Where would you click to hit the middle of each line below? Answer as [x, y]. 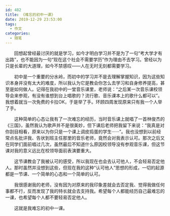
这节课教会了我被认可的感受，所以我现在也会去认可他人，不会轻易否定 [87, 161]
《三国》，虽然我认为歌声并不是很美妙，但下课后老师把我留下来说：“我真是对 [85, 125]
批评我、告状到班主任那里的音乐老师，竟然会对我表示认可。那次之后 [89, 138]
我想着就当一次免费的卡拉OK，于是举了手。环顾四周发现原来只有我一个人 [82, 102]
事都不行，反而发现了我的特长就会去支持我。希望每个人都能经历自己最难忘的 [85, 191]
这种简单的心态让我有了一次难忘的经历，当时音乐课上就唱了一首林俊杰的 [90, 119]
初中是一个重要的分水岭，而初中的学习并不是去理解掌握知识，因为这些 [87, 76]
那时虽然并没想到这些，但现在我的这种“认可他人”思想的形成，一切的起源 [89, 167]
